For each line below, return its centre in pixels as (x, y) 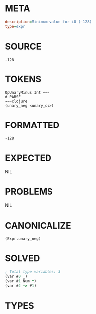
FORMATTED (32, 125)
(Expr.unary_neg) (23, 239)
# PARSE (13, 97)
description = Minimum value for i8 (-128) (48, 22)
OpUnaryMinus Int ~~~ (27, 92)
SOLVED (23, 259)
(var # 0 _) (16, 276)
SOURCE (23, 46)
